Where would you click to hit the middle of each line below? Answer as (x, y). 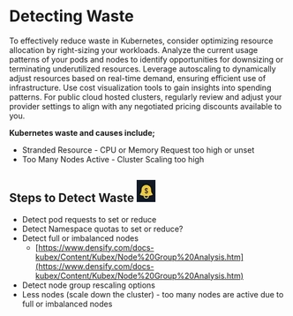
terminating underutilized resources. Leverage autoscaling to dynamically (143, 69)
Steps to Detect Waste (72, 198)
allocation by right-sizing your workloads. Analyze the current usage (134, 49)
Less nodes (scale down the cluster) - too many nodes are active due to (153, 294)
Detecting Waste (71, 16)
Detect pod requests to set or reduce (89, 219)
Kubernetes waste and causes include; (83, 132)
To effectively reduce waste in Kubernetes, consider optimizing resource (141, 41)
